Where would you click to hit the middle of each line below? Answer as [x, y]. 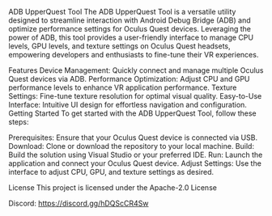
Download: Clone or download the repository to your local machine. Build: [132, 146]
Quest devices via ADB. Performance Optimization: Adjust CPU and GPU [129, 79]
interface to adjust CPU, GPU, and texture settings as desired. [111, 172]
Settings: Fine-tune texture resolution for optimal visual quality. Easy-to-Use [135, 96]
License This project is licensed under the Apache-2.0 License [113, 188]
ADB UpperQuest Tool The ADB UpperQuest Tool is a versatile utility [122, 12]
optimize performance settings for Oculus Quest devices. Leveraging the [130, 29]
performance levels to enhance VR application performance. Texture [123, 87]
